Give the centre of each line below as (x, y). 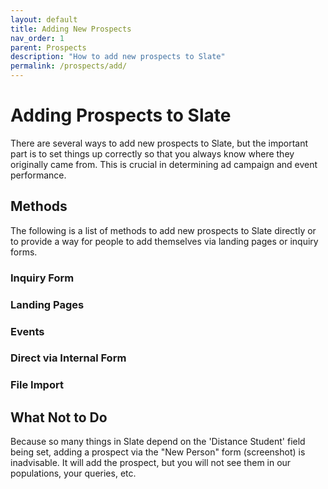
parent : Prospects (48, 47)
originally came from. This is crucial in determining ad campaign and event (164, 164)
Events (27, 331)
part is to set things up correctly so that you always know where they (152, 153)
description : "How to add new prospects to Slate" (118, 57)
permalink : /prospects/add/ (69, 66)
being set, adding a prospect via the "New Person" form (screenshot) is (158, 452)
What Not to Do (59, 417)
